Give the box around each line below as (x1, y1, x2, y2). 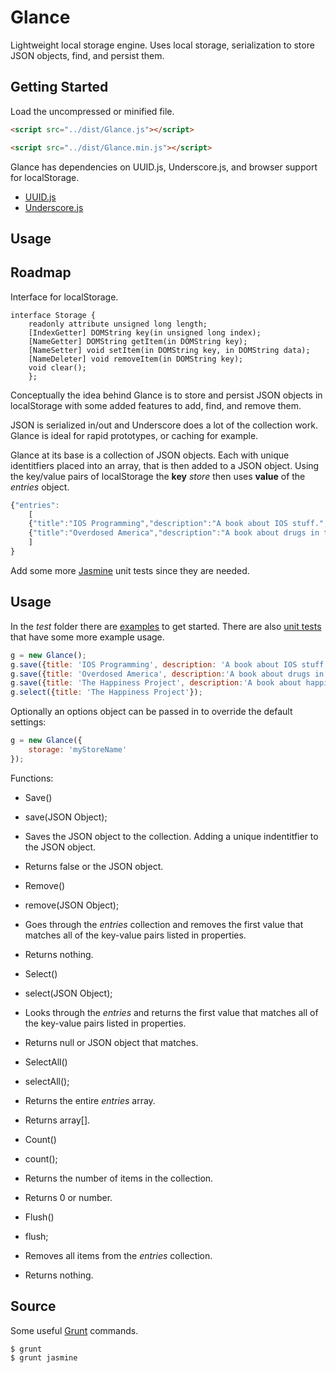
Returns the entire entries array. (24, 1094, 156, 1106)
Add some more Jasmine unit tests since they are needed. (10, 564, 250, 576)
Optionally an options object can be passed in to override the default (10, 706, 293, 718)
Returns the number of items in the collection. (24, 1172, 214, 1184)
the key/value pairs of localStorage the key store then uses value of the (10, 470, 306, 482)
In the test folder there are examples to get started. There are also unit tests (10, 620, 322, 632)
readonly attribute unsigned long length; (28, 319, 208, 329)
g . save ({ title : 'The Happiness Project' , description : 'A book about (10, 678, 302, 688)
